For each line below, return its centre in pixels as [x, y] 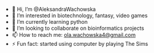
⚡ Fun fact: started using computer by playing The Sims [80, 44]
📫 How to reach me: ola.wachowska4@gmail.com [73, 35]
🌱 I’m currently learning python [50, 22]
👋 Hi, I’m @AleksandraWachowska [54, 9]
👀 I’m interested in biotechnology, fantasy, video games [80, 15]
